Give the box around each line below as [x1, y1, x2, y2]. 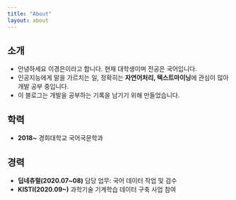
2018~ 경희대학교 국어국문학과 [17, 134, 104, 142]
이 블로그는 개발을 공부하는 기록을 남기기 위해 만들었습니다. [17, 91, 180, 99]
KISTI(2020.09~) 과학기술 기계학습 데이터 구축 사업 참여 [17, 185, 177, 194]
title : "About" [7, 10, 52, 18]
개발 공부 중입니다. [17, 82, 69, 91]
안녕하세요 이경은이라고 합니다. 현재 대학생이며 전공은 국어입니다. [17, 65, 198, 73]
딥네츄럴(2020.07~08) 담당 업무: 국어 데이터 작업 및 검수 [17, 176, 177, 185]
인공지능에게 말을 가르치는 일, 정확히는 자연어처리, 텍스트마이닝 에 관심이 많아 [17, 73, 229, 82]
